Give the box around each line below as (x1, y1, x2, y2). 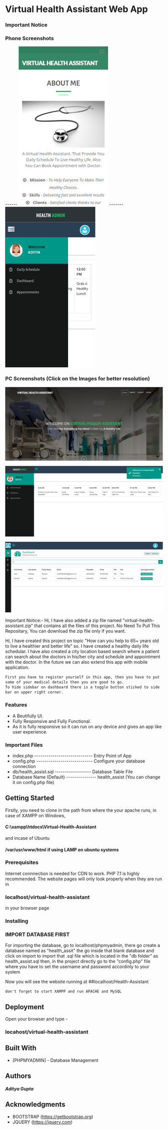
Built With (5, 1044, 36, 1052)
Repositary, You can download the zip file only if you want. (5, 628, 126, 634)
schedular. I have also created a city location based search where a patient (5, 648, 159, 655)
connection (12, 763, 36, 769)
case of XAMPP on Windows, (5, 812, 66, 818)
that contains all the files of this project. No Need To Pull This (34, 623, 160, 629)
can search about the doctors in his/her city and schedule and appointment (5, 654, 160, 660)
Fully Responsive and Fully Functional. (12, 718, 91, 724)
